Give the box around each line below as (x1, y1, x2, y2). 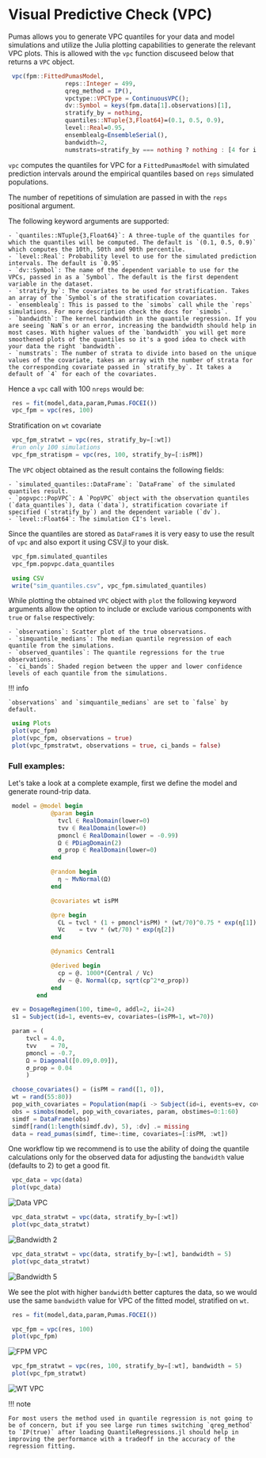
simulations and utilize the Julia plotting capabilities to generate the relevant (8, 40, 256, 49)
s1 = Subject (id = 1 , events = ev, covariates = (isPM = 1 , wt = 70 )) (11, 1013, 215, 1021)
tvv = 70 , (25, 1042, 69, 1050)
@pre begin (50, 911, 87, 919)
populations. (8, 177, 49, 187)
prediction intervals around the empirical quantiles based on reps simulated (8, 169, 254, 178)
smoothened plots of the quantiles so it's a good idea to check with (8, 335, 246, 344)
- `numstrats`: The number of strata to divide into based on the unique (8, 349, 257, 357)
